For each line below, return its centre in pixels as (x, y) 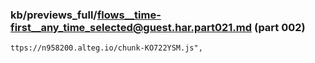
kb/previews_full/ (54, 15)
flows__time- (129, 15)
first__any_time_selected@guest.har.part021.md (131, 27)
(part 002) (279, 27)
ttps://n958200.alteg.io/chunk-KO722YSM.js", (106, 48)
